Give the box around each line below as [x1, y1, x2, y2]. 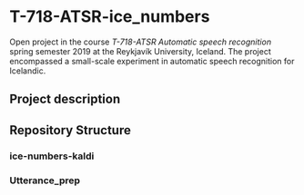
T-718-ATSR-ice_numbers [9, 6, 210, 27]
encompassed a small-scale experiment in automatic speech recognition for [9, 55, 295, 66]
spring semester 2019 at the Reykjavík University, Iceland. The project [9, 45, 271, 56]
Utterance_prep [9, 174, 80, 187]
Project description [9, 92, 121, 107]
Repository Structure [9, 122, 132, 138]
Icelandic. [9, 65, 46, 76]
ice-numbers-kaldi [9, 150, 95, 162]
